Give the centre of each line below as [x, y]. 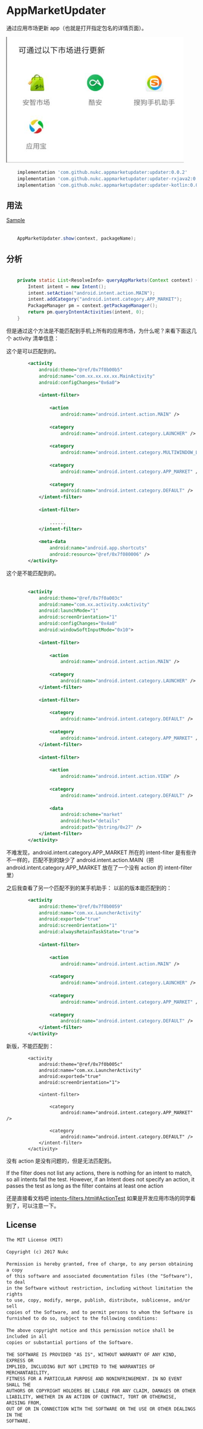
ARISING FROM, [24, 1403]
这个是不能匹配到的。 [33, 573]
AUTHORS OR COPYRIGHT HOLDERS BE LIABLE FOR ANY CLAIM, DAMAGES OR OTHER [101, 1391]
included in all [27, 1336]
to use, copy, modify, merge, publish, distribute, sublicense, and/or [98, 1300]
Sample [16, 220]
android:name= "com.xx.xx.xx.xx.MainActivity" [97, 376]
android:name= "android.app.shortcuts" [98, 548]
